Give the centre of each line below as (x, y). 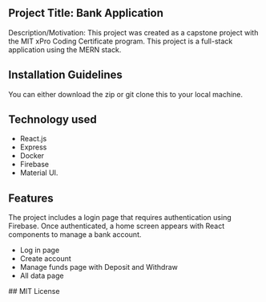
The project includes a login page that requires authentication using (120, 218)
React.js (33, 139)
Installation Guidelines (65, 75)
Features (31, 198)
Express (33, 147)
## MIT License (34, 292)
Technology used (53, 120)
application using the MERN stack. (65, 49)
